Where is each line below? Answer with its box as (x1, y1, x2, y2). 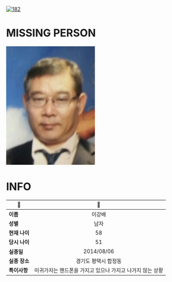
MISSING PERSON (6, 27, 96, 40)
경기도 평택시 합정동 (76, 257, 122, 264)
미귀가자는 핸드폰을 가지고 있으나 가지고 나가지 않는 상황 (34, 267, 164, 274)
